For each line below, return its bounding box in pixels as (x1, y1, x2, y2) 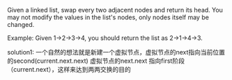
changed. (7, 21, 35, 28)
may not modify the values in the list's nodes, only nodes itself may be (7, 13, 209, 21)
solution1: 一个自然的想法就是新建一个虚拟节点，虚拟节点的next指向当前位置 (7, 48, 225, 56)
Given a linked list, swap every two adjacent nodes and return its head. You (7, 6, 223, 14)
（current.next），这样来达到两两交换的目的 (7, 66, 131, 73)
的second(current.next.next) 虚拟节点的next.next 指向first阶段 (7, 57, 185, 65)
